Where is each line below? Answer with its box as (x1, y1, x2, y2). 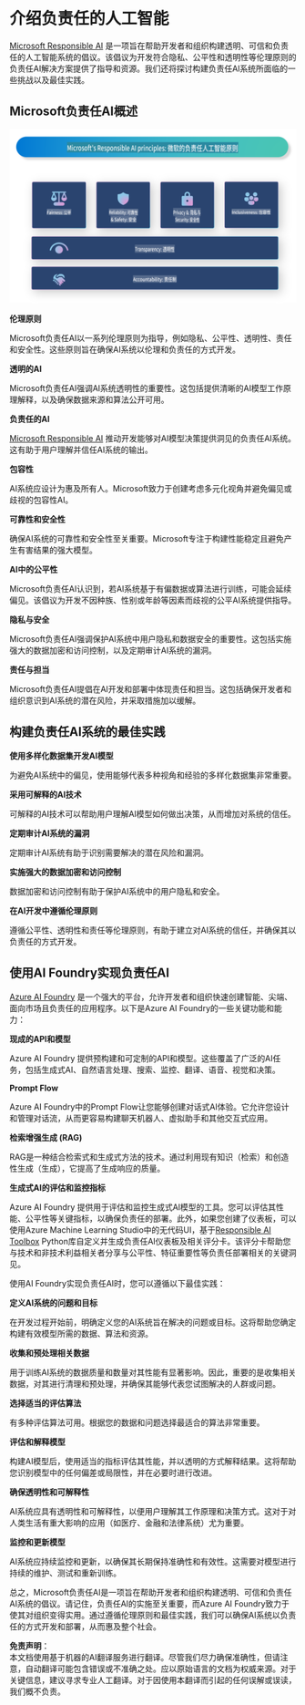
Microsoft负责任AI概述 (9, 104, 138, 119)
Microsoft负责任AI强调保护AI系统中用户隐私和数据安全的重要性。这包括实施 (9, 633, 292, 644)
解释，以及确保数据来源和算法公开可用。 (16, 394, 169, 405)
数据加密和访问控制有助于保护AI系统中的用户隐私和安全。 (9, 885, 225, 896)
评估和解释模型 (9, 1436, 66, 1447)
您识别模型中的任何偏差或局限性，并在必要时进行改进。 (9, 1467, 217, 1478)
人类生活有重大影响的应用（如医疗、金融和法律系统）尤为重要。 (9, 1517, 249, 1528)
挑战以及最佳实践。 (16, 74, 89, 85)
